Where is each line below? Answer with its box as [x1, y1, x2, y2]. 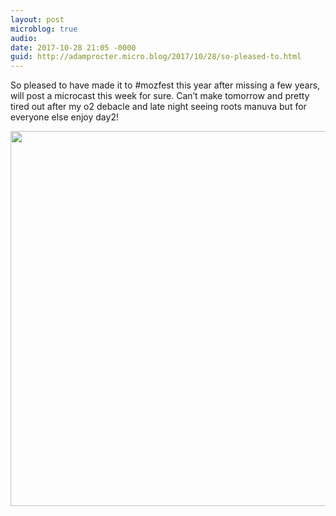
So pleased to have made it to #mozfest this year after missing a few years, [10, 79, 321, 91]
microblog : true [10, 24, 78, 34]
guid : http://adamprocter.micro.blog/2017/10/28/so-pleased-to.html [10, 52, 302, 62]
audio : [10, 33, 38, 43]
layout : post [10, 14, 65, 25]
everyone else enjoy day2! [10, 111, 119, 123]
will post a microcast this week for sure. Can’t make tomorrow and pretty [10, 90, 310, 102]
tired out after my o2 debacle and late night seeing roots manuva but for [10, 101, 307, 113]
